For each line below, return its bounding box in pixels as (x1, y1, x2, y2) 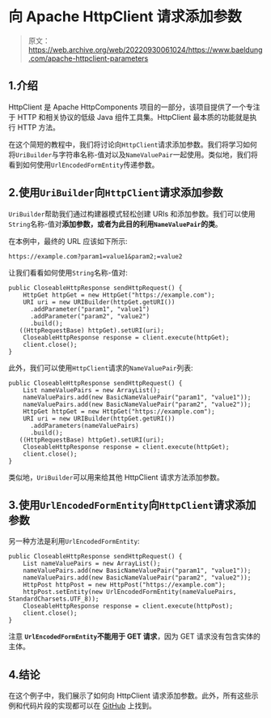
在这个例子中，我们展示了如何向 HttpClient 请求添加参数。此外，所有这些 (8, 690, 252, 701)
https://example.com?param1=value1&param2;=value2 (8, 252, 183, 260)
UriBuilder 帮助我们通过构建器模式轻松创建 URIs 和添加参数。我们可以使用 (8, 208, 256, 219)
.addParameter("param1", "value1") (29, 305, 150, 313)
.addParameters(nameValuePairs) (29, 421, 139, 430)
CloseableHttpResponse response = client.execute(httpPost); (23, 602, 233, 610)
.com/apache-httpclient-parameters (28, 53, 149, 63)
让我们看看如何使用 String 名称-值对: (8, 267, 128, 277)
